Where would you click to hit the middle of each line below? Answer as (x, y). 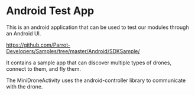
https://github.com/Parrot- (38, 45)
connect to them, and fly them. (44, 68)
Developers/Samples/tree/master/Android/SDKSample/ (73, 51)
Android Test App (50, 11)
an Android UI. (24, 33)
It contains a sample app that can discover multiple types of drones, (89, 63)
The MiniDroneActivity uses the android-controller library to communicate (96, 80)
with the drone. (25, 86)
